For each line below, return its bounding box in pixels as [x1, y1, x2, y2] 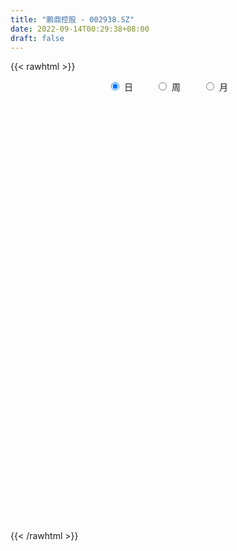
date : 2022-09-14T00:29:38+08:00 [10, 24, 150, 34]
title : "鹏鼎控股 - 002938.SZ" [10, 14, 135, 25]
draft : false [10, 33, 65, 43]
